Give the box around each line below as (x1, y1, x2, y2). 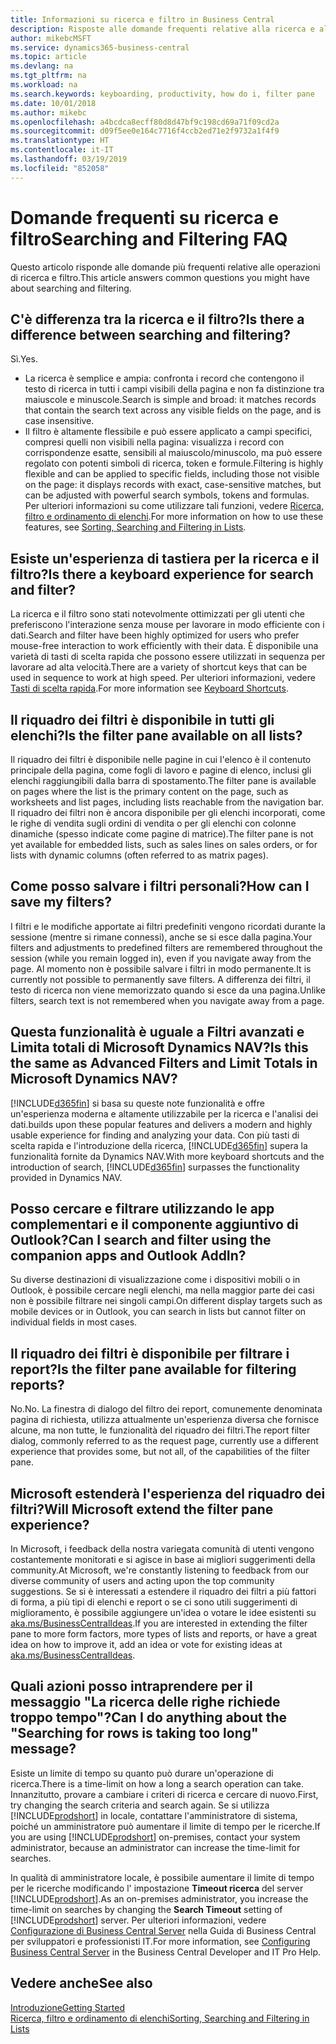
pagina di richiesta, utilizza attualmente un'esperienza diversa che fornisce (10, 1414, 320, 1426)
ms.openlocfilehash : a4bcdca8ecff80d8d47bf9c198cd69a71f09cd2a (10, 117, 280, 127)
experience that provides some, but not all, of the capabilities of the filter (10, 1446, 310, 1458)
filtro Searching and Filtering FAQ (10, 227, 288, 250)
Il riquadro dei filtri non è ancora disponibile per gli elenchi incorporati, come (10, 807, 326, 818)
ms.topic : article (10, 52, 87, 62)
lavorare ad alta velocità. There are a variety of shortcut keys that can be (10, 661, 308, 673)
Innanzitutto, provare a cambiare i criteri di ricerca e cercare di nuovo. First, (10, 1788, 319, 1800)
